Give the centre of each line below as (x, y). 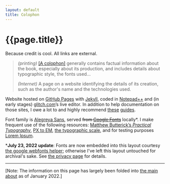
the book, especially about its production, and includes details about (89, 69)
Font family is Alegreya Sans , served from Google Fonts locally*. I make (79, 120)
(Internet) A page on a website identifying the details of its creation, (88, 84)
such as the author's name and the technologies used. (74, 89)
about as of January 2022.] (34, 176)
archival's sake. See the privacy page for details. (56, 156)
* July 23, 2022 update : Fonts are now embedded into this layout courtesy (83, 146)
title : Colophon (22, 15)
